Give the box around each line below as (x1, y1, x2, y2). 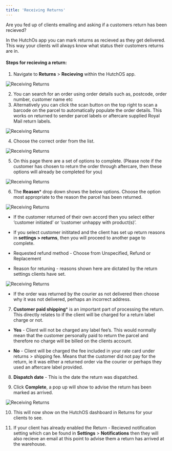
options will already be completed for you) (13, 169, 103, 175)
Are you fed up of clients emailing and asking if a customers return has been (6, 22, 167, 28)
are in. (6, 48, 19, 54)
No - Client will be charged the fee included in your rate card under (13, 347, 155, 354)
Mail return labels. (13, 118, 52, 124)
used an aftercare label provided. (13, 364, 83, 370)
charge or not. (13, 317, 44, 323)
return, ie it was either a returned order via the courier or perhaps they (13, 358, 162, 364)
